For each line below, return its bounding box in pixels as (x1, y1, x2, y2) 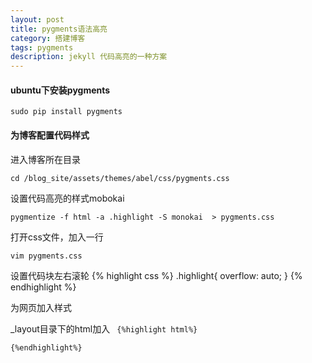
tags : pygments (10, 42, 74, 53)
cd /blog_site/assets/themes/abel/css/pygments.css (10, 173, 230, 183)
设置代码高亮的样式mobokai (10, 192, 125, 204)
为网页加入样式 (10, 301, 72, 313)
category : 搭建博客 (10, 33, 86, 43)
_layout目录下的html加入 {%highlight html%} (10, 322, 198, 335)
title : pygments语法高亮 (10, 24, 108, 34)
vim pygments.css (10, 251, 83, 261)
